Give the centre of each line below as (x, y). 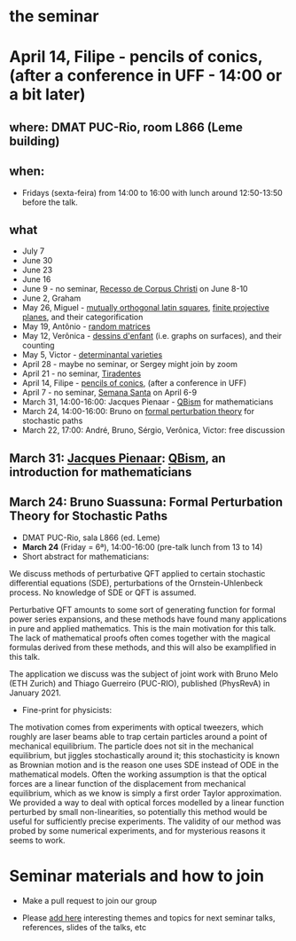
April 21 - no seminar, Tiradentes (82, 373)
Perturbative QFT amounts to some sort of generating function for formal (143, 609)
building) (35, 141)
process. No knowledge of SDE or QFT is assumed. (103, 592)
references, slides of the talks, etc (84, 927)
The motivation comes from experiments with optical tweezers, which (136, 727)
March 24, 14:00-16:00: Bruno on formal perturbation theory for (138, 412)
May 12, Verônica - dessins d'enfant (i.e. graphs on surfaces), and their (152, 336)
